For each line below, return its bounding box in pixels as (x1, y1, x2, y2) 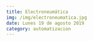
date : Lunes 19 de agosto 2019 (6, 20, 85, 26)
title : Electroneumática (6, 8, 68, 15)
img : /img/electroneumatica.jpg (6, 14, 87, 20)
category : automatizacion (6, 25, 71, 32)
